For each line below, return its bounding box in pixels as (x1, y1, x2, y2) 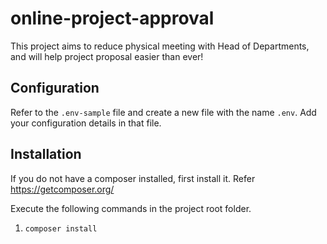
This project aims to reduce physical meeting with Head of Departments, (10, 40, 310, 52)
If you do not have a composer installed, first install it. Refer (10, 172, 256, 184)
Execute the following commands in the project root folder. (10, 202, 252, 214)
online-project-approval (10, 7, 215, 30)
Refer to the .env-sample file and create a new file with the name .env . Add (10, 106, 317, 118)
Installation (10, 146, 82, 163)
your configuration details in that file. (10, 117, 162, 129)
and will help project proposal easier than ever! (10, 50, 204, 62)
